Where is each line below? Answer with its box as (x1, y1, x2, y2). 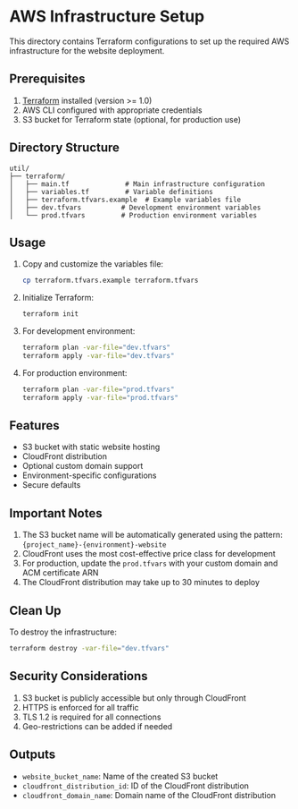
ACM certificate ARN (21, 567, 99, 578)
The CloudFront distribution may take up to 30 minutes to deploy (21, 577, 261, 588)
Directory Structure (9, 141, 120, 156)
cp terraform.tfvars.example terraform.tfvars (21, 276, 199, 285)
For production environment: (21, 367, 128, 378)
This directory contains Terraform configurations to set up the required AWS (9, 36, 290, 47)
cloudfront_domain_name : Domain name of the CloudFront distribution (21, 789, 277, 800)
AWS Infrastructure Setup (9, 6, 205, 27)
